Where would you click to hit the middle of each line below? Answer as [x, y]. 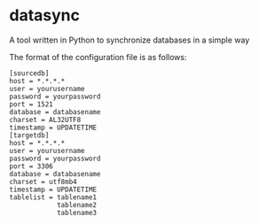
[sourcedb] [29, 73]
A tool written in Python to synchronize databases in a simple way [129, 40]
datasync [44, 15]
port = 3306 [31, 166]
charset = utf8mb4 [43, 182]
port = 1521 [31, 104]
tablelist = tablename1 [53, 197]
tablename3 [77, 212]
